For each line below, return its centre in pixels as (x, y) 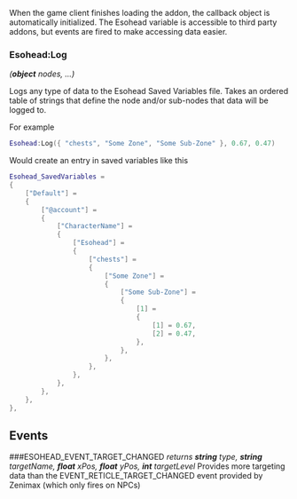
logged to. (28, 110)
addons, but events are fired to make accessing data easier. (118, 32)
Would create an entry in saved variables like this (99, 161)
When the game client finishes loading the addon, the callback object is (140, 13)
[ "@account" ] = (69, 210)
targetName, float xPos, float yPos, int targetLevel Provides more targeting (147, 466)
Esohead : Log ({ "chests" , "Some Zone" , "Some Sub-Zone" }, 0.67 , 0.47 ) (142, 144)
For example (32, 127)
